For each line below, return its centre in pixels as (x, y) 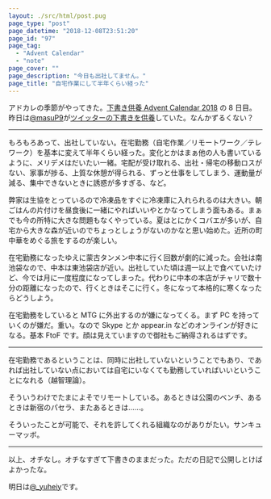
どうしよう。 (36, 298)
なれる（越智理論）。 (56, 379)
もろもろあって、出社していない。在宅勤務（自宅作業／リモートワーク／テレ (135, 142)
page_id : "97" (32, 38)
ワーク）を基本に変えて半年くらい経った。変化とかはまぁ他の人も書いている (135, 152)
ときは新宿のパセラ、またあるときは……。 (78, 407)
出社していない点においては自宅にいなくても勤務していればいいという (138, 370)
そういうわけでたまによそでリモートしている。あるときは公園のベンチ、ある (135, 397)
